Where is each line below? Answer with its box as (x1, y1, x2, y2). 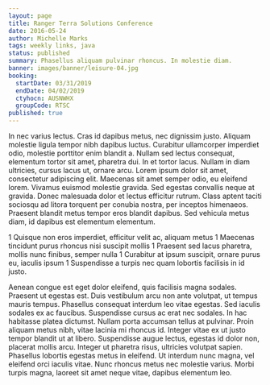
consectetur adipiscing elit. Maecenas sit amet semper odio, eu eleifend (8, 174, 247, 184)
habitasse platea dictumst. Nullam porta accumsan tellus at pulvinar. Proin (8, 317, 254, 326)
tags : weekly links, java (8, 42, 95, 50)
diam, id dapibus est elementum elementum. (8, 217, 156, 226)
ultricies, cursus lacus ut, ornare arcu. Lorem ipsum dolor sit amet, (8, 166, 229, 175)
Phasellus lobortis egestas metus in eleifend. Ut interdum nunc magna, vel (8, 351, 255, 360)
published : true (8, 110, 63, 118)
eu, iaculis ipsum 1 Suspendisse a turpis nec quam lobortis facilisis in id (8, 259, 245, 267)
